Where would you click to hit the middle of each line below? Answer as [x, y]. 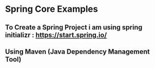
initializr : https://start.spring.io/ [56, 35]
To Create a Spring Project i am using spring [74, 27]
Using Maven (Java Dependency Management [77, 51]
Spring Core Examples [52, 9]
